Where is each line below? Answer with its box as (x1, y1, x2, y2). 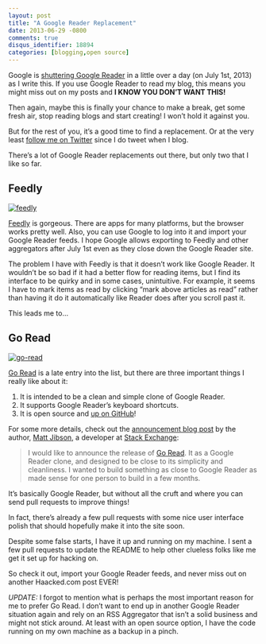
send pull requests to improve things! (8, 497, 129, 506)
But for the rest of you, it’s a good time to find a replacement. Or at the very (8, 126, 254, 136)
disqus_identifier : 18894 (8, 41, 94, 49)
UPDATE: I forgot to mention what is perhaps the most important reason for (8, 592, 254, 602)
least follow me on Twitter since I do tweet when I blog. (8, 135, 189, 144)
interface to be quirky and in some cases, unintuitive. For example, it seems (8, 276, 256, 285)
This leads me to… (8, 308, 69, 318)
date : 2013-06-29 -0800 (8, 26, 87, 34)
